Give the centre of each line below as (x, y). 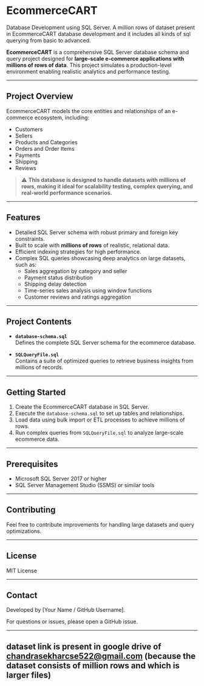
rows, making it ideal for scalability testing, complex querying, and (107, 186)
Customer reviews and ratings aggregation (78, 297)
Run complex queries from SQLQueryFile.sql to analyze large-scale (99, 433)
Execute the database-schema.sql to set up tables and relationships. (99, 414)
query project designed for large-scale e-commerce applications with (95, 58)
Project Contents (39, 321)
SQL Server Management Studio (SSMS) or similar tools (85, 485)
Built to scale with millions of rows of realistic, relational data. (92, 245)
